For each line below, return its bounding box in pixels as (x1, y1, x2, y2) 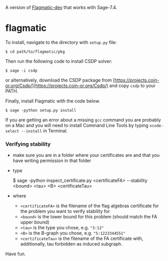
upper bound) (20, 219, 50, 225)
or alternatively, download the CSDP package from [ (5, 77, 115, 83)
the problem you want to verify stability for (20, 208, 110, 214)
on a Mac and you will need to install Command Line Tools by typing (5, 122, 149, 128)
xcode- (149, 123, 163, 128)
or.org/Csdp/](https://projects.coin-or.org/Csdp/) (5, 82, 109, 89)
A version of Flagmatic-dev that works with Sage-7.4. (5, 5, 117, 10)
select (5, 128, 19, 134)
